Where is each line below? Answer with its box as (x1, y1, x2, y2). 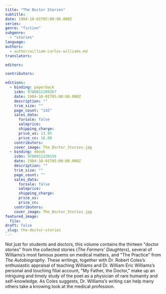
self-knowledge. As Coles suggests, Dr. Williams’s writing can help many (5, 278, 154, 284)
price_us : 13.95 (18, 131, 52, 136)
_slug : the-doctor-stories (5, 228, 61, 233)
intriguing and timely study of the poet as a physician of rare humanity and (5, 273, 158, 279)
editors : (5, 62, 23, 67)
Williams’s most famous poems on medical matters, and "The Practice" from (5, 252, 162, 258)
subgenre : (5, 30, 26, 35)
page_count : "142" (14, 108, 52, 113)
